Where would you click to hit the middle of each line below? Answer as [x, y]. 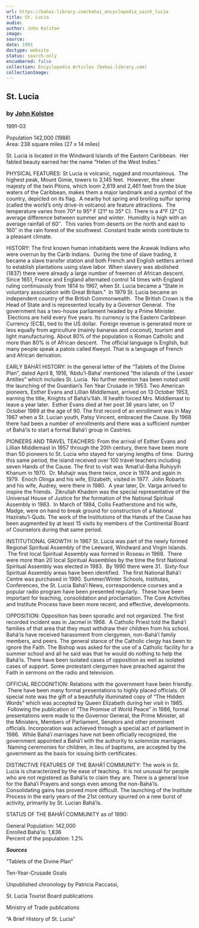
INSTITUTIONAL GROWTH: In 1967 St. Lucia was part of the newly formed [97, 541]
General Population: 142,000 [41, 825]
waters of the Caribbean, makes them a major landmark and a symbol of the [99, 192]
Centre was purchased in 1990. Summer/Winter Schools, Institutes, [88, 579]
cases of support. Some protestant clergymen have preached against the [96, 666]
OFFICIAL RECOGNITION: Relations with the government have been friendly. [99, 684]
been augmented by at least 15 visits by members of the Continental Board [97, 523]
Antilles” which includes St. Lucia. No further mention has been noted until [98, 379]
